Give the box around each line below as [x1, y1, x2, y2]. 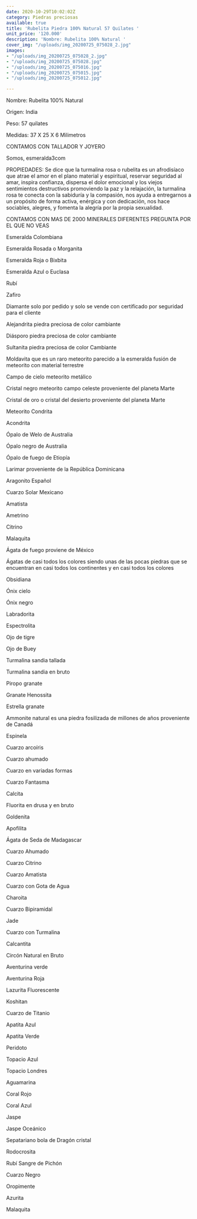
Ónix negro [6, 599, 34, 606]
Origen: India [6, 108, 38, 116]
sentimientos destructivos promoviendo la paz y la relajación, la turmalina [6, 185, 186, 193]
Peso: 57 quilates [6, 120, 49, 127]
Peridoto [6, 1044, 27, 1051]
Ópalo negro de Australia [6, 442, 67, 450]
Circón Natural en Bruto [6, 952, 64, 959]
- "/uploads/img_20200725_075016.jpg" [6, 64, 102, 70]
